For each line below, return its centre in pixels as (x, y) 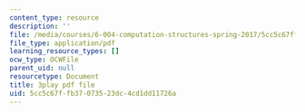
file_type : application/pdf (63, 43)
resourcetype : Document (54, 77)
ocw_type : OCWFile (44, 60)
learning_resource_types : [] (64, 51)
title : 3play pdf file (52, 85)
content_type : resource (54, 18)
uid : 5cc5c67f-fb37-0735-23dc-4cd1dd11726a (93, 93)
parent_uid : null (42, 69)
